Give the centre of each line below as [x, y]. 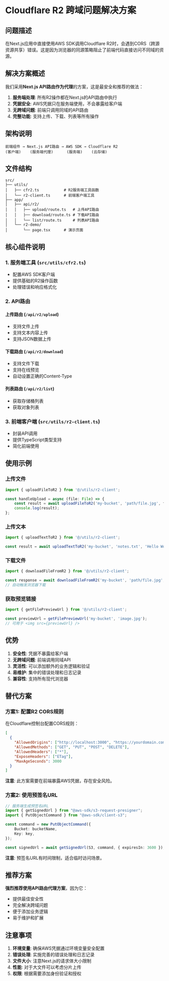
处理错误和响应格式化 [34, 287]
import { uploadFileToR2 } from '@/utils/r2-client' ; [63, 490]
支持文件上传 [26, 326]
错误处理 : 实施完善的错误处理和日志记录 [53, 955]
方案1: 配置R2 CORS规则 [34, 712]
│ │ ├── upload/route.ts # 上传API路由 [52, 210]
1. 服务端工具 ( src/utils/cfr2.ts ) [46, 263]
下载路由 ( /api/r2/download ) [34, 351]
